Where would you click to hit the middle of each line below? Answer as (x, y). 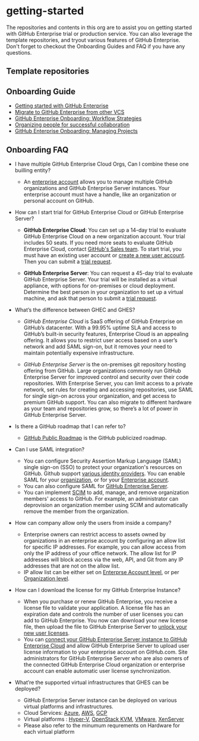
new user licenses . (47, 633)
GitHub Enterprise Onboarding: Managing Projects (76, 131)
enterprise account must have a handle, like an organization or (100, 194)
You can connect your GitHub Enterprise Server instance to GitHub (105, 639)
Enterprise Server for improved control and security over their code (106, 377)
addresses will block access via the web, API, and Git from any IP (103, 559)
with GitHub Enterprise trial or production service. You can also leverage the (99, 33)
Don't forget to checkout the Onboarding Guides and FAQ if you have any (96, 46)
